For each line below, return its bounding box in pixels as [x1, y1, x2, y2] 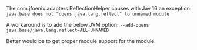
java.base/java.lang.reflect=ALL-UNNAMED [6, 27, 109, 33]
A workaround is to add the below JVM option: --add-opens [6, 22, 149, 28]
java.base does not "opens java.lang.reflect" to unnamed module [6, 11, 169, 17]
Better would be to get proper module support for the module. [6, 38, 156, 44]
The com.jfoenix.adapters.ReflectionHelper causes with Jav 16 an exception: [6, 5, 192, 12]
